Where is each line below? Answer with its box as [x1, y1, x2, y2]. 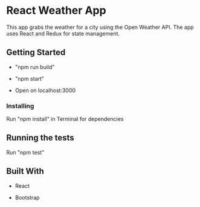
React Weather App [6, 4, 107, 17]
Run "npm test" [6, 149, 45, 156]
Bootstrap [15, 194, 40, 201]
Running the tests [6, 133, 74, 143]
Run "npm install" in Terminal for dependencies [6, 116, 124, 123]
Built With [6, 166, 44, 176]
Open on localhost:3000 [15, 87, 76, 94]
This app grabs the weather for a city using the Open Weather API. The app [6, 23, 195, 31]
